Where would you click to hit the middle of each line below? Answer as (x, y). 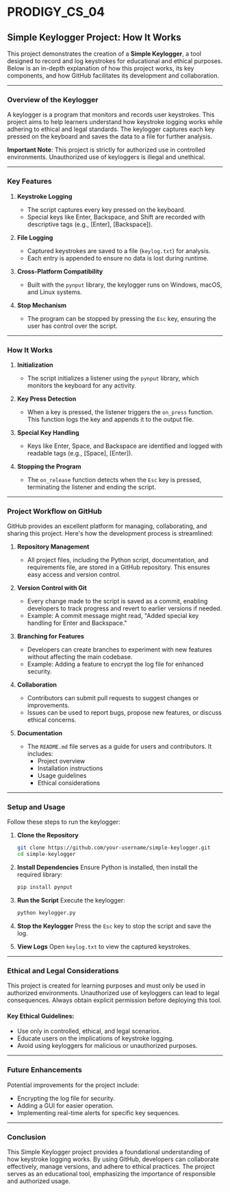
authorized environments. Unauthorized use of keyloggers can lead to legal (113, 993)
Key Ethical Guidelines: (41, 1016)
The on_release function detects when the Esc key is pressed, (114, 479)
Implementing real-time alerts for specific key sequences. (98, 1112)
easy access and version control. (74, 575)
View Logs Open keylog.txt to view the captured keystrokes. (104, 946)
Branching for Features (50, 636)
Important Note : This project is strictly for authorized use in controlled (106, 150)
